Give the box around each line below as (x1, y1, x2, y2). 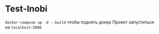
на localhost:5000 (5, 24, 42, 30)
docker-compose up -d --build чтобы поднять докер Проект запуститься (5, 19, 154, 25)
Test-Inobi (5, 3, 48, 14)
